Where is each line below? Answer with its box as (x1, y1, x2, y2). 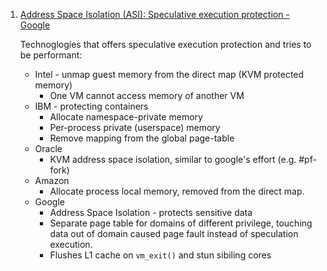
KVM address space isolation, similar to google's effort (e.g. (49, 154, 297, 165)
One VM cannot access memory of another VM (49, 90, 245, 101)
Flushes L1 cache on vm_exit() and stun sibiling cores (49, 249, 272, 261)
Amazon (34, 175, 70, 186)
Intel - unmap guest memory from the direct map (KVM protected (34, 69, 305, 80)
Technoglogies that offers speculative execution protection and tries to (19, 39, 312, 50)
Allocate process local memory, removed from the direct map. (49, 185, 305, 197)
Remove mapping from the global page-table (49, 132, 235, 144)
